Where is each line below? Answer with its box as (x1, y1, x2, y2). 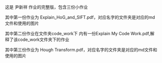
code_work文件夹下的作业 (17, 37, 70, 42)
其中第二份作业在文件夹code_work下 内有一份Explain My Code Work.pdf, (5, 31, 150, 36)
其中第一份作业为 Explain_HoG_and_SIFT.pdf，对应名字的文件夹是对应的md (5, 14, 155, 20)
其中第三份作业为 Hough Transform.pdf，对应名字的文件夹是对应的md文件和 (5, 47, 157, 52)
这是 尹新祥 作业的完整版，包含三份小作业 (5, 4, 88, 10)
